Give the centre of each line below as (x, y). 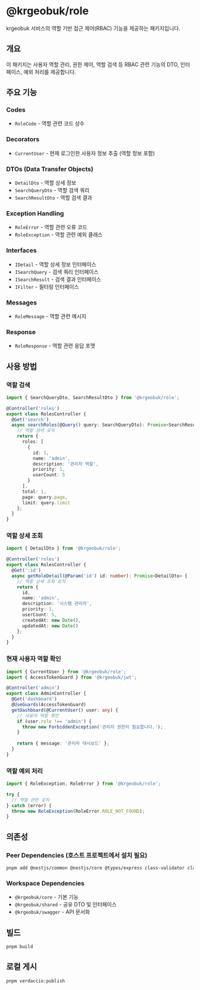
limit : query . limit (46, 502)
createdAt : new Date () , (51, 620)
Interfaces (21, 251)
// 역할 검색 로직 (36, 431)
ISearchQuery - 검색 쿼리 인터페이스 (57, 272)
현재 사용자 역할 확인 (34, 659)
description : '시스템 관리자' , (57, 604)
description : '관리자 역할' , (66, 464)
